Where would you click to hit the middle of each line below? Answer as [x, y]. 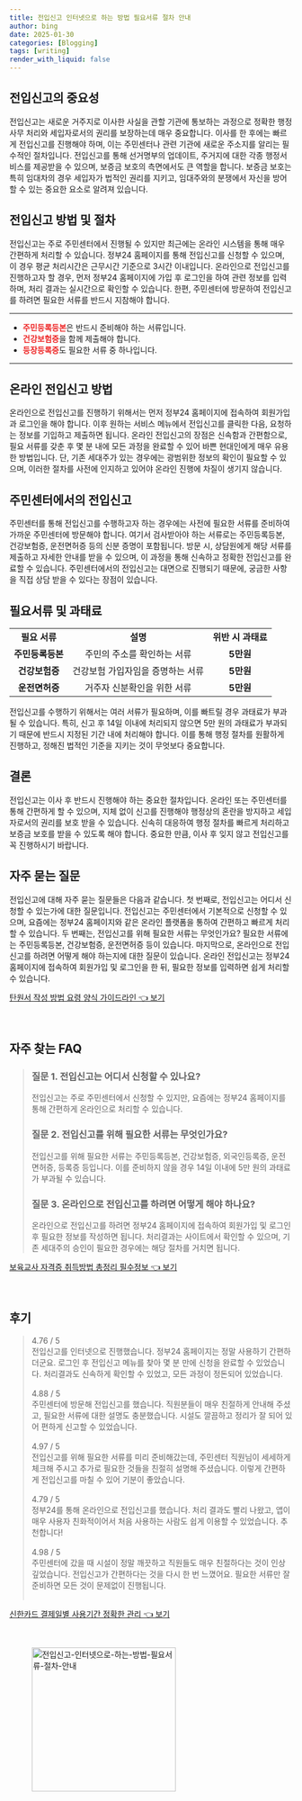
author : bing [34, 26]
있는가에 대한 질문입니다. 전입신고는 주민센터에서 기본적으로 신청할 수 [157, 911]
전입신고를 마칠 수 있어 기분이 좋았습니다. [113, 1479]
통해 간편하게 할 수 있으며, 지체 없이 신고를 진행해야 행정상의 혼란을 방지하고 [142, 811]
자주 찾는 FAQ [46, 1049]
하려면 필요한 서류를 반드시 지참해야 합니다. [94, 300]
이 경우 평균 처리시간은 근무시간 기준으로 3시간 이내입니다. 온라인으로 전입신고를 [150, 266]
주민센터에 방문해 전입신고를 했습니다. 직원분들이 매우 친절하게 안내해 [152, 1404]
